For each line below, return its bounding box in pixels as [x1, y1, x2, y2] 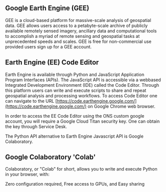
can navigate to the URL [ [5, 98, 57, 104]
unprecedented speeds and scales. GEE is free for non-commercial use [5, 38, 152, 44]
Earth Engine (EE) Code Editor [5, 58, 99, 67]
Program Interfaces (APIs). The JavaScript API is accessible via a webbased [5, 77, 162, 83]
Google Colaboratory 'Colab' [5, 153, 96, 162]
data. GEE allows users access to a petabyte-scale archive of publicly [5, 22, 148, 28]
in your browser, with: [5, 172, 50, 178]
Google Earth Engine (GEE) [5, 4, 89, 12]
